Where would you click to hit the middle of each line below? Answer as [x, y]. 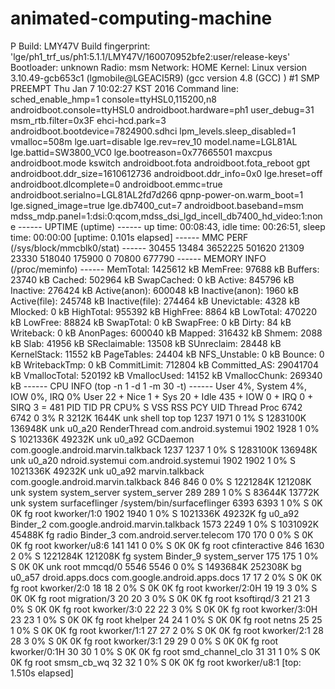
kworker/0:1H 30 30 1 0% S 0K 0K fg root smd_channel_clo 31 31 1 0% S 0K [165, 651]
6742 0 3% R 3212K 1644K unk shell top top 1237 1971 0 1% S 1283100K [158, 418]
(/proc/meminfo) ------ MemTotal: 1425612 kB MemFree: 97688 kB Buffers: [165, 269]
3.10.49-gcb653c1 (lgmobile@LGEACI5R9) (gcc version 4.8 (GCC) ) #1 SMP [165, 78]
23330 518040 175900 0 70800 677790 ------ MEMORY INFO [138, 258]
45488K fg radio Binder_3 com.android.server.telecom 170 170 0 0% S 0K [162, 534]
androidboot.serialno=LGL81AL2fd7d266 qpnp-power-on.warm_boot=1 [157, 194]
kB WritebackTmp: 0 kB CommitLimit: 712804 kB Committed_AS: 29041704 [164, 364]
